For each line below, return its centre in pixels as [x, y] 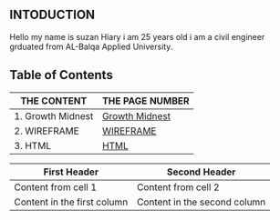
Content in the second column [201, 202]
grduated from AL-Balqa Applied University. [91, 46]
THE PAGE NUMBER [145, 101]
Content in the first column [71, 202]
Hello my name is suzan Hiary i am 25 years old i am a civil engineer [137, 36]
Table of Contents [62, 75]
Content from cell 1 [56, 187]
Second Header [201, 172]
